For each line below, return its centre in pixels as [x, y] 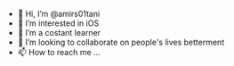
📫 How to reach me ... [59, 52]
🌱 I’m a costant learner [59, 33]
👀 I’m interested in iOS [58, 23]
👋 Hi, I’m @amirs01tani [59, 14]
